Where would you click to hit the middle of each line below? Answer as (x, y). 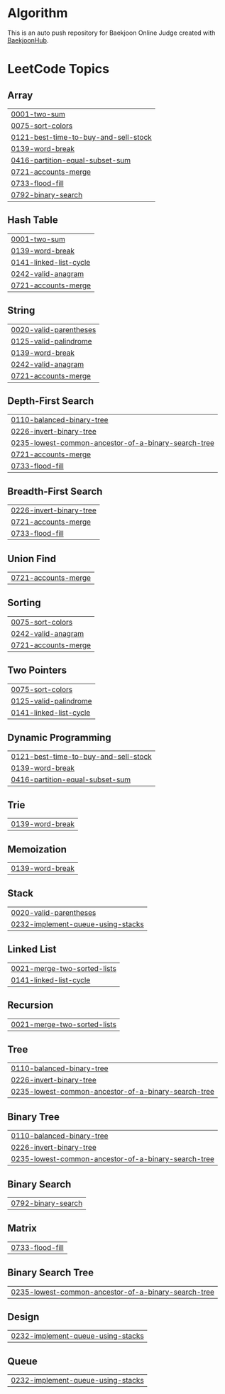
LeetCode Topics (59, 69)
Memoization (37, 849)
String (21, 311)
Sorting (24, 603)
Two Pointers (37, 670)
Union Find (32, 559)
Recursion (31, 1005)
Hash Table (33, 220)
